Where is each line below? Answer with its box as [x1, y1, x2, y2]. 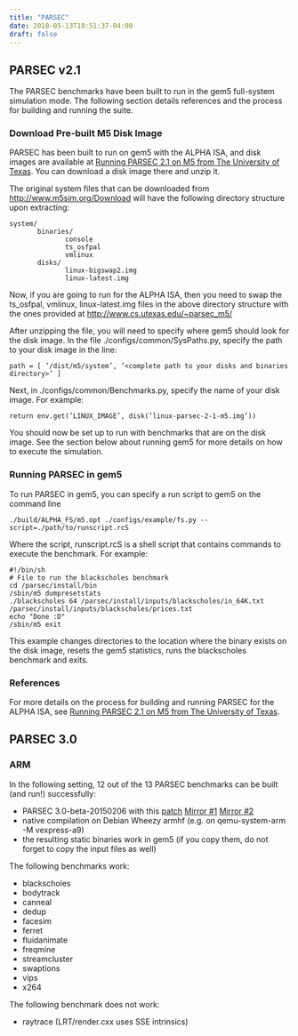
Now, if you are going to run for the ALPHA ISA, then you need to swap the [9, 290, 283, 301]
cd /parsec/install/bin [9, 581, 98, 590]
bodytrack [21, 887, 60, 898]
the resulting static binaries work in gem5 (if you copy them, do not [21, 833, 269, 845]
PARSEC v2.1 [9, 62, 82, 77]
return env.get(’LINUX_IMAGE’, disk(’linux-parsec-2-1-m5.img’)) [9, 412, 256, 421]
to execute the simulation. [9, 446, 104, 457]
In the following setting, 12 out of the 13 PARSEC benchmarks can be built [9, 779, 278, 790]
